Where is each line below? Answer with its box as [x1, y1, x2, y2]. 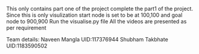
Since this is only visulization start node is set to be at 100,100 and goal [6, 11, 183, 19]
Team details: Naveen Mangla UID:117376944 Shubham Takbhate [6, 36, 169, 43]
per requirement [6, 24, 46, 31]
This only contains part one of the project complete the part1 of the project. [6, 5, 194, 12]
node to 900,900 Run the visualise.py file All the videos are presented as [6, 18, 187, 25]
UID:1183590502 [6, 42, 48, 49]
